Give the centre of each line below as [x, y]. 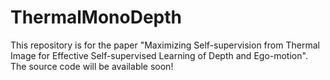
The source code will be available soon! [92, 66]
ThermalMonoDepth [96, 17]
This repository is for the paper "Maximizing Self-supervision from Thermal [165, 45]
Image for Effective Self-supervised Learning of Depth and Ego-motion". [159, 55]
